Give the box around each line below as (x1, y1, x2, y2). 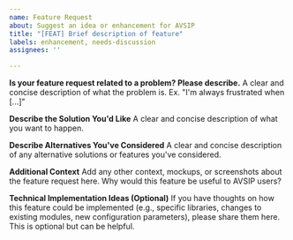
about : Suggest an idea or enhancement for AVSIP (9, 21, 196, 30)
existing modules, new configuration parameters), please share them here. (9, 212, 281, 222)
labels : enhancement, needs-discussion (9, 37, 156, 47)
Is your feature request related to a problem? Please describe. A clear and (9, 78, 284, 88)
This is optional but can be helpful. (9, 221, 135, 232)
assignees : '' (9, 46, 62, 55)
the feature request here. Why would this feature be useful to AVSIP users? (9, 176, 282, 186)
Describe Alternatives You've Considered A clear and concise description (9, 140, 282, 151)
